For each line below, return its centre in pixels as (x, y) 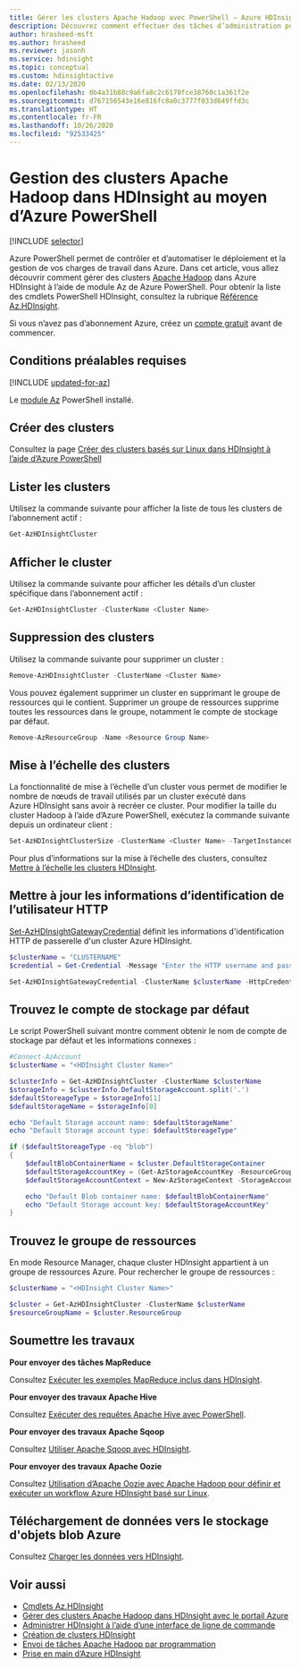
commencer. (32, 333)
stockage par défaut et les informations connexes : (103, 1041)
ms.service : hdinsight (51, 59)
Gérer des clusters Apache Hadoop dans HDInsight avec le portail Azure (155, 1616)
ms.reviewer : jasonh (48, 51)
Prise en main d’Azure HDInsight (81, 1654)
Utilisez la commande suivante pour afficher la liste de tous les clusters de (146, 508)
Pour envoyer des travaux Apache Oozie (86, 1466)
